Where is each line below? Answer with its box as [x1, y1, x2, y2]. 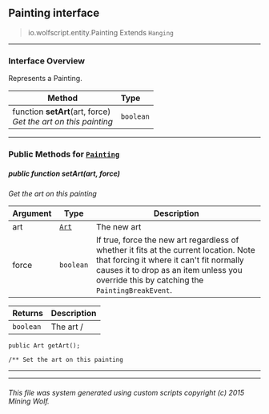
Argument [12, 208, 52, 219]
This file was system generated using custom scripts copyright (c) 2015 [8, 388, 245, 397]
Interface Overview [8, 55, 86, 67]
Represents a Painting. [8, 74, 82, 83]
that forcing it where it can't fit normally [95, 254, 244, 266]
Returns [12, 308, 44, 319]
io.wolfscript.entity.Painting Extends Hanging [27, 27, 174, 37]
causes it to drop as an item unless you [95, 265, 243, 275]
